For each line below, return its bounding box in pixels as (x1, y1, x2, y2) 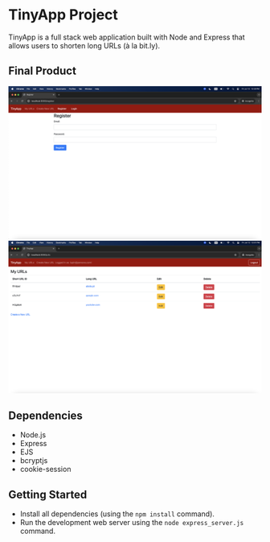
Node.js (19, 430, 47, 440)
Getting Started (8, 487, 88, 501)
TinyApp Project (8, 6, 119, 24)
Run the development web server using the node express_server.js (19, 518, 244, 528)
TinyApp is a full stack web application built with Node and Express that (8, 32, 245, 42)
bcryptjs (19, 456, 48, 465)
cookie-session (19, 465, 72, 474)
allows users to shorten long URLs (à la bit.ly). (8, 40, 161, 50)
